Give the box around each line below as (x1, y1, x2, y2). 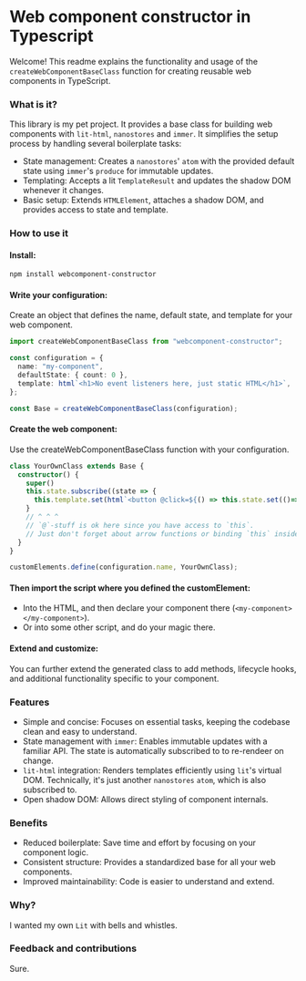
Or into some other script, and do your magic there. (22, 622, 216, 633)
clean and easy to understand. (22, 726, 138, 737)
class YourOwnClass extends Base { (9, 461, 145, 470)
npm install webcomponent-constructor (9, 270, 157, 279)
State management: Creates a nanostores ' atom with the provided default (22, 156, 295, 167)
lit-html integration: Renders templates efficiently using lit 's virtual (22, 764, 282, 776)
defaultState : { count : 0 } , (17, 371, 128, 380)
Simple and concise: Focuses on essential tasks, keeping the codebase (22, 716, 291, 727)
